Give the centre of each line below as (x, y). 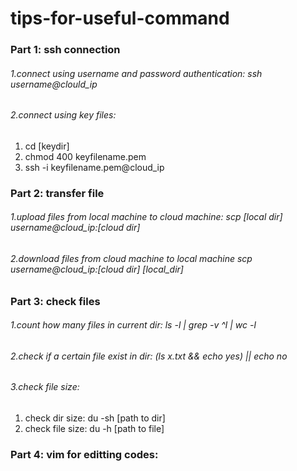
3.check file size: (45, 387)
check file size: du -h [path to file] (94, 429)
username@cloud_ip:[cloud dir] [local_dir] (97, 269)
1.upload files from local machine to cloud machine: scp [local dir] (146, 217)
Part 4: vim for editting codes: (84, 454)
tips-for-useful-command (120, 18)
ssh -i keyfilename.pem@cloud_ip (94, 167)
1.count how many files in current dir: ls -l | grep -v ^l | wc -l (133, 325)
